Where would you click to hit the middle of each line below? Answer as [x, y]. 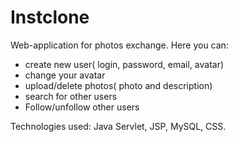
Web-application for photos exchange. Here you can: [119, 45]
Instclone [50, 17]
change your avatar [65, 75]
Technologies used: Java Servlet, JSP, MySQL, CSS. [118, 126]
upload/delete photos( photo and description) [118, 85]
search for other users [71, 96]
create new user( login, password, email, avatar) [124, 64]
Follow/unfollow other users [82, 107]
